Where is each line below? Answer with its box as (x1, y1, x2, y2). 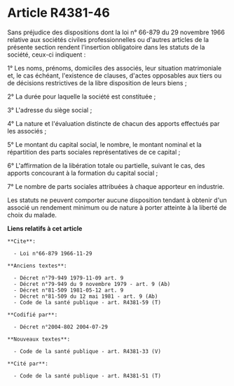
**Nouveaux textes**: (7, 336, 71, 343)
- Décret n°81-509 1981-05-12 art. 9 (13, 287, 124, 294)
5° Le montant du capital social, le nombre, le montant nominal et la (7, 140, 202, 148)
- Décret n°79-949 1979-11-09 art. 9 (13, 274, 124, 281)
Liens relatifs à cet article (7, 224, 83, 232)
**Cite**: (7, 238, 36, 245)
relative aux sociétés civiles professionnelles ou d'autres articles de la (7, 35, 209, 43)
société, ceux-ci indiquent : (7, 50, 86, 59)
